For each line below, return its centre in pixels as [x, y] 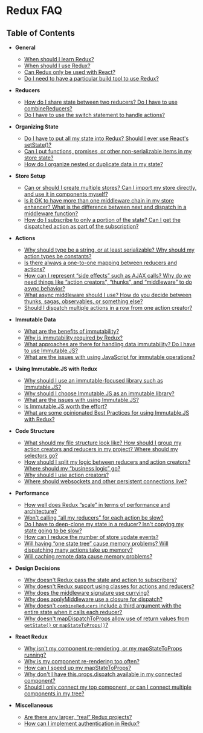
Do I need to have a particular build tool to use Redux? [91, 79]
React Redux [31, 637]
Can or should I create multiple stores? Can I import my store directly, [110, 188]
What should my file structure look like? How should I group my [103, 443]
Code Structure [35, 431]
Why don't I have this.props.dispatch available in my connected [103, 674]
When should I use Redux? [57, 65]
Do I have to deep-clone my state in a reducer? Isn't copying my [104, 524]
